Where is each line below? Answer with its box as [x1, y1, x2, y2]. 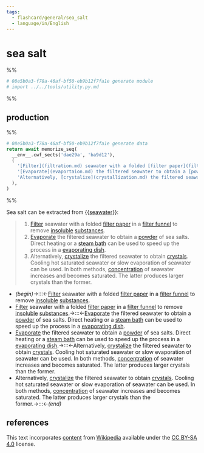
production [6, 112, 50, 123]
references [6, 418, 49, 428]
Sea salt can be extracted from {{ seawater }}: [6, 208, 119, 216]
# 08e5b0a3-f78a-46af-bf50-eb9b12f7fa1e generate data [6, 140, 148, 147]
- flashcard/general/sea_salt [12, 15, 88, 21]
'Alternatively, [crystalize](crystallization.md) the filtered [17, 175, 183, 181]
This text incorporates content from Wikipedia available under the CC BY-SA [6, 434, 197, 441]
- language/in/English [12, 20, 69, 26]
